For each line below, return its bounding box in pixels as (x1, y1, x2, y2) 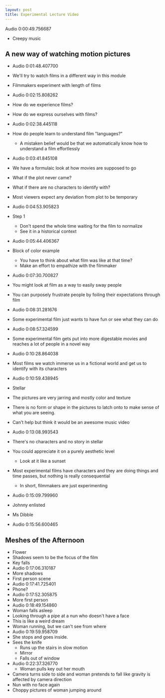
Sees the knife (12, 640, 42, 646)
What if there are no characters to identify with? (12, 184, 110, 190)
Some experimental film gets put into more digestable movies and (12, 336, 147, 342)
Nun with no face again (12, 682, 60, 688)
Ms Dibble (12, 512, 33, 518)
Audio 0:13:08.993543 (12, 429, 59, 435)
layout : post (5, 7, 32, 12)
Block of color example (12, 248, 60, 254)
